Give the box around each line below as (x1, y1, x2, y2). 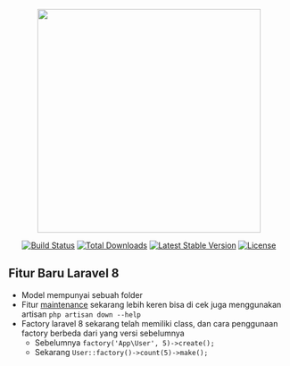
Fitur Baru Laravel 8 (8, 266, 120, 281)
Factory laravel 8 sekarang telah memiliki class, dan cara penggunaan (21, 318, 278, 328)
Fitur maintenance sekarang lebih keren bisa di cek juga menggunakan (21, 299, 282, 310)
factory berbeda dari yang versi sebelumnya (21, 328, 185, 338)
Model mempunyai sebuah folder (21, 289, 144, 300)
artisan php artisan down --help (21, 309, 142, 319)
